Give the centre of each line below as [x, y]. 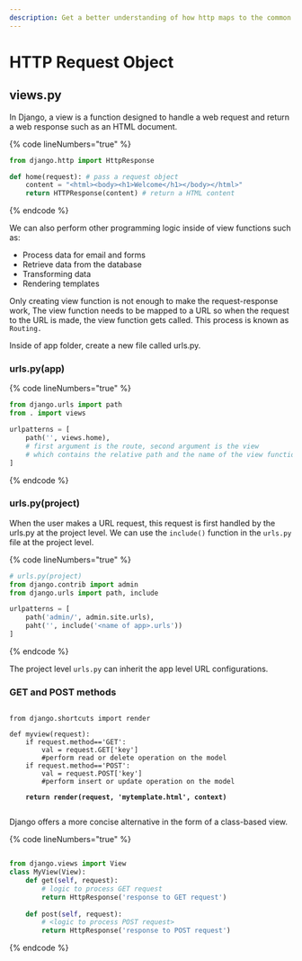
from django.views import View [68, 864]
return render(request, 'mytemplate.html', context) [126, 797]
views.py [36, 95]
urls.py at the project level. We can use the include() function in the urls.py [151, 533]
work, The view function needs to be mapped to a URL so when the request [149, 310]
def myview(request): [50, 734]
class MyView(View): [48, 872]
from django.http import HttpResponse [82, 160]
